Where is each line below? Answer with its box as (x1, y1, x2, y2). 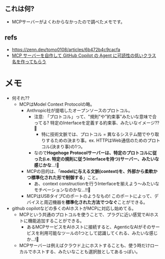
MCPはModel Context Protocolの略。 (19, 101, 95, 107)
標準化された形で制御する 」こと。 (31, 174, 101, 180)
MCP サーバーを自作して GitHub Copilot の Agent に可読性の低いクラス (11, 52, 157, 58)
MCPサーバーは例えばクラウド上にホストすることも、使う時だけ (19, 242, 150, 248)
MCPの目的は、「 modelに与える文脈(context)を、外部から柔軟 (26, 168, 154, 174)
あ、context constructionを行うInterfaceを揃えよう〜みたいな (34, 180, 160, 186)
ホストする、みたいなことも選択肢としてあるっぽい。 (32, 249, 140, 255)
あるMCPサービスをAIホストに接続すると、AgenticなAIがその (26, 224, 152, 230)
